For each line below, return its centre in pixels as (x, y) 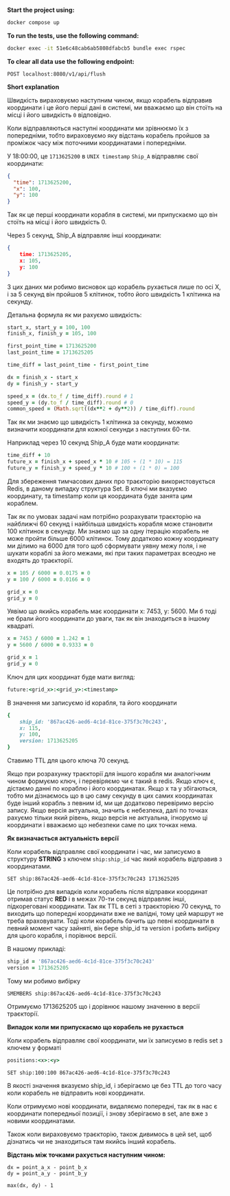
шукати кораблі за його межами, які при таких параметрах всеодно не (112, 553)
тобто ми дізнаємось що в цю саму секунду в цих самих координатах (110, 795)
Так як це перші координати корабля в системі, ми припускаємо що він (112, 215)
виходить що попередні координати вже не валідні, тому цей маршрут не (115, 914)
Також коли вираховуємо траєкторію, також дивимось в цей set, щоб (110, 1134)
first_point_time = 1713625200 (52, 346)
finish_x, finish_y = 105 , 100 (52, 334)
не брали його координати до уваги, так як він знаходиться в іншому (109, 619)
